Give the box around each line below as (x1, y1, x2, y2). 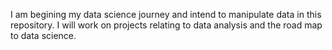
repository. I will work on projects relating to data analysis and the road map (10, 19, 323, 31)
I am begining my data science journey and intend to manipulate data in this (10, 9, 322, 20)
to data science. (10, 30, 77, 41)
